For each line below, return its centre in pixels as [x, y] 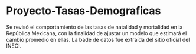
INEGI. [14, 46]
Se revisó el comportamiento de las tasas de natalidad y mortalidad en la [94, 27]
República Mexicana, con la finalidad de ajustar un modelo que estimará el [97, 33]
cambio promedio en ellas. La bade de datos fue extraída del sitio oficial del [98, 39]
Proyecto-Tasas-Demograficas [84, 11]
